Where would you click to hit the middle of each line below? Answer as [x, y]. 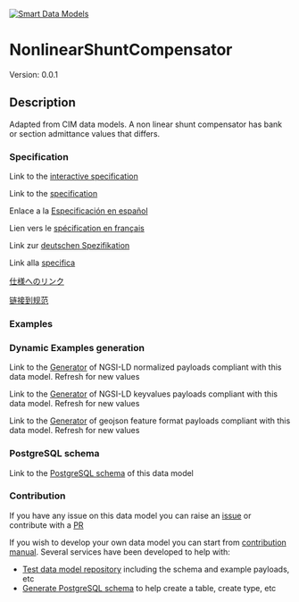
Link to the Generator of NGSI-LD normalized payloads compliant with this [145, 367]
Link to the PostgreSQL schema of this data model [102, 472]
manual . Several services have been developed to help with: [120, 552]
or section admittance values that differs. [85, 133]
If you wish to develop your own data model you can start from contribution [148, 542]
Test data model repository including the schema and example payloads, [156, 569]
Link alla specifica [42, 263]
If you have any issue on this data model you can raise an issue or [130, 515]
